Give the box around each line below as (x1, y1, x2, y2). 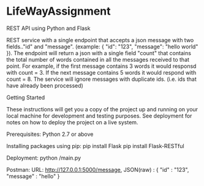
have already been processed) (6, 81, 84, 89)
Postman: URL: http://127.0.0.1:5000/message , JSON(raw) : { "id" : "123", (6, 166, 189, 173)
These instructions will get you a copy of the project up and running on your (6, 105, 198, 113)
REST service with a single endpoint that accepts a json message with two (6, 36, 194, 43)
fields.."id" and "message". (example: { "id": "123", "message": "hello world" (6, 43, 198, 50)
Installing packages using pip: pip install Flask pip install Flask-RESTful (6, 142, 185, 149)
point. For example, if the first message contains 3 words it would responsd (6, 62, 197, 70)
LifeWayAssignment (6, 4, 111, 18)
